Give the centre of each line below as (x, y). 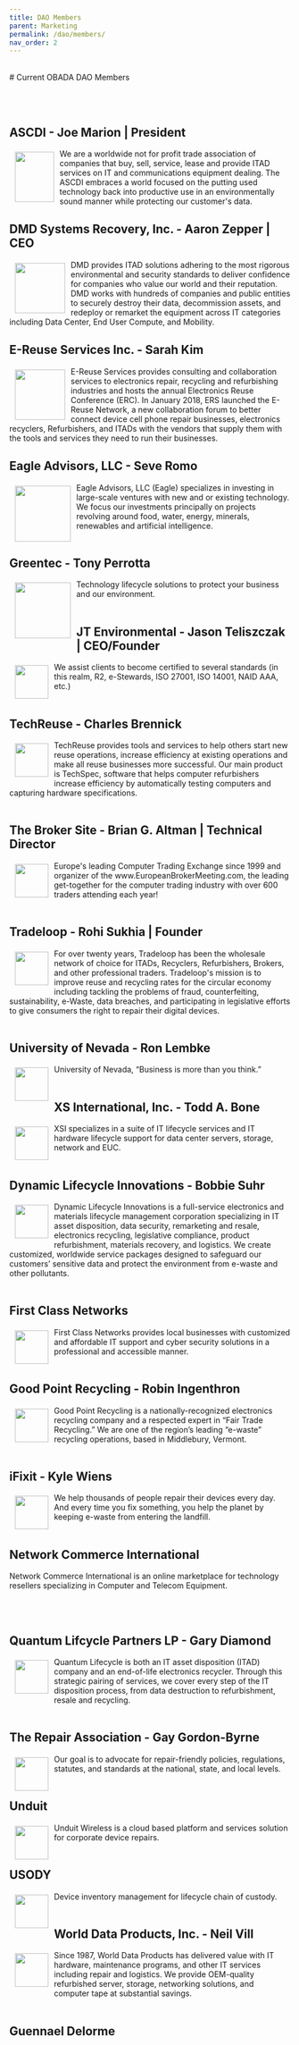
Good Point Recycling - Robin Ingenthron (125, 1389)
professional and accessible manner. (121, 1351)
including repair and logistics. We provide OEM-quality (154, 1974)
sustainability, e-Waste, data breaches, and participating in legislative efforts (150, 1001)
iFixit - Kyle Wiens (61, 1477)
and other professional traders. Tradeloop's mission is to (158, 972)
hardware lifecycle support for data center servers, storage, (164, 1138)
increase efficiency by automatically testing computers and (163, 783)
